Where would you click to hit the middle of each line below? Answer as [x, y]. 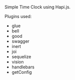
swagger [20, 41]
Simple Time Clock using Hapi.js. [38, 7]
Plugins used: [18, 16]
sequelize [21, 57]
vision [18, 62]
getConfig [22, 72]
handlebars [23, 67]
